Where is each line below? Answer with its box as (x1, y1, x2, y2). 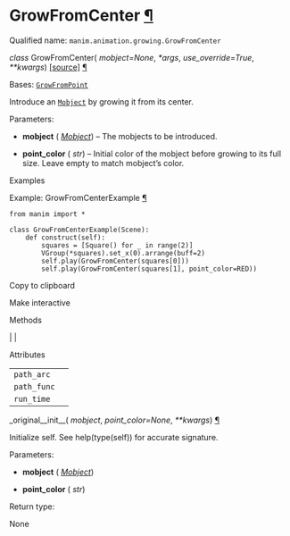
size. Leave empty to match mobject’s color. (21, 157, 185, 168)
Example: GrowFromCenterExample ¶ (9, 192, 147, 203)
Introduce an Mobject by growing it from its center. (9, 96, 194, 107)
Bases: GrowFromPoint (9, 79, 89, 89)
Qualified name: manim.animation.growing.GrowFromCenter (9, 35, 221, 46)
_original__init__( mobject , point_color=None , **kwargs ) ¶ (9, 415, 220, 425)
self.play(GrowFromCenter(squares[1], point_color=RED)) (41, 264, 257, 273)
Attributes (9, 349, 46, 360)
